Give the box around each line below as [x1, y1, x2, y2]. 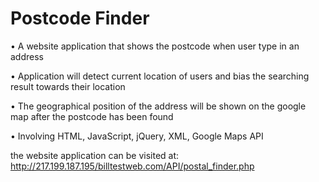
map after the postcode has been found [10, 110, 174, 122]
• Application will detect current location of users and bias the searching [10, 70, 310, 82]
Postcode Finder [10, 7, 150, 30]
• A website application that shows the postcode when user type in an [10, 40, 300, 52]
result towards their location [10, 80, 126, 92]
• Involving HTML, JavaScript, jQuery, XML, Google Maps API [10, 130, 264, 142]
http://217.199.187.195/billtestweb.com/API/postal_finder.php [10, 160, 255, 172]
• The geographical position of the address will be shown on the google [10, 100, 307, 112]
